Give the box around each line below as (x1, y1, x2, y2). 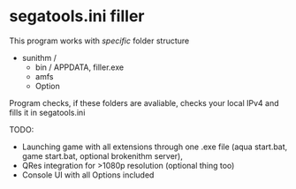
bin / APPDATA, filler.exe (34, 62, 125, 72)
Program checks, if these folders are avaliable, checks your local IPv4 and (9, 97, 280, 108)
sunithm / (21, 52, 57, 63)
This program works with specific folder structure (9, 35, 190, 46)
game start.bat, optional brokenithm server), (21, 150, 183, 161)
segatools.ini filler (9, 6, 145, 26)
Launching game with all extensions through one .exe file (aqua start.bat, (21, 141, 288, 152)
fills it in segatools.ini (9, 107, 86, 117)
